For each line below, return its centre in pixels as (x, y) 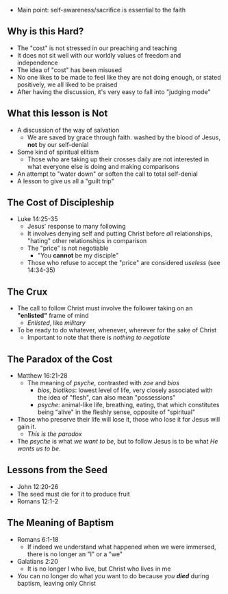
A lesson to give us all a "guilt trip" (65, 181)
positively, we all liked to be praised (67, 84)
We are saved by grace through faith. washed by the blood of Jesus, (124, 137)
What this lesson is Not (58, 114)
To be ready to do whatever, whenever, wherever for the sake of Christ (117, 330)
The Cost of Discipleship (61, 203)
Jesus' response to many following (76, 227)
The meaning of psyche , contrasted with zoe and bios (103, 383)
